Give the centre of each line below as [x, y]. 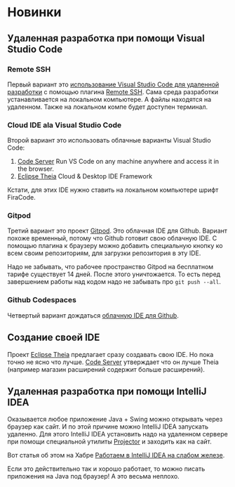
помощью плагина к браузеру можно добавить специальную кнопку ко [115, 246]
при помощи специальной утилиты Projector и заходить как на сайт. [109, 442]
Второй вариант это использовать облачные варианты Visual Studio [109, 141]
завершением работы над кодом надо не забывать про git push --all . [114, 282]
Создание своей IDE [54, 338]
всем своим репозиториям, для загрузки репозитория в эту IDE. [104, 253]
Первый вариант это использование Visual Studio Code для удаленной [113, 84]
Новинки [34, 12]
